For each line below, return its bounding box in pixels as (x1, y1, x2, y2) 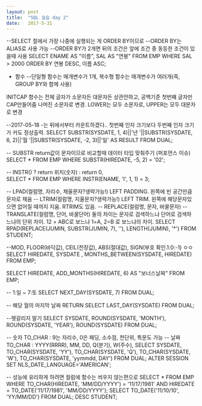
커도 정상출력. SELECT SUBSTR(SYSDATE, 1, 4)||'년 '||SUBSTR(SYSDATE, (12, 129, 193, 136)
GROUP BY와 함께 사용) (14, 80, 72, 88)
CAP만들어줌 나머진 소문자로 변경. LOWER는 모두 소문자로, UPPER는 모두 (6, 101, 180, 108)
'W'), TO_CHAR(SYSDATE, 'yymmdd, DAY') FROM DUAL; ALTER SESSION (6, 355, 189, 362)
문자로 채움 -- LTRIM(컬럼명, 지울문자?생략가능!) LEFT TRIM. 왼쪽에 (6, 195, 166, 203)
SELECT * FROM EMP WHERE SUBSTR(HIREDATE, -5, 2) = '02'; (6, 156, 166, 163)
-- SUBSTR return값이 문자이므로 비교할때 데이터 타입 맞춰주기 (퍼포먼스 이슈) (6, 149, 191, 157)
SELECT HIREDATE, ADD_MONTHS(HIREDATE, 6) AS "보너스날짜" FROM (6, 270, 185, 277)
